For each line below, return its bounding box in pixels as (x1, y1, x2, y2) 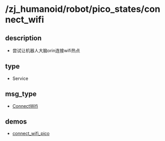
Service (12, 75, 28, 81)
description (5, 34, 42, 42)
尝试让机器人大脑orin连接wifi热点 (12, 48, 81, 53)
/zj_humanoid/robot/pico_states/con (5, 3, 161, 15)
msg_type (5, 90, 37, 98)
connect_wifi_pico (12, 131, 50, 137)
